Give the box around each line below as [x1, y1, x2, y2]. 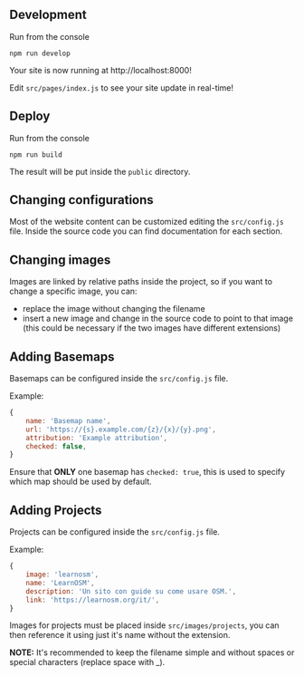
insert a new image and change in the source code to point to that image [22, 313, 294, 324]
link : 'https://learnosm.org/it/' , [25, 595, 160, 604]
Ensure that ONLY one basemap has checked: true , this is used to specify [9, 467, 286, 478]
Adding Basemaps [9, 349, 115, 364]
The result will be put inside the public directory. [9, 166, 191, 177]
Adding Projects [9, 502, 102, 517]
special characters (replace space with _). [9, 657, 166, 668]
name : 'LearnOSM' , [25, 578, 95, 587]
